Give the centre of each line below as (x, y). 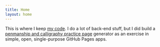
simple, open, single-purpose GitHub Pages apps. (56, 39)
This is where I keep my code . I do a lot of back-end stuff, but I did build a (80, 28)
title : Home (17, 10)
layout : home (19, 14)
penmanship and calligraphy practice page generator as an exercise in (77, 34)
